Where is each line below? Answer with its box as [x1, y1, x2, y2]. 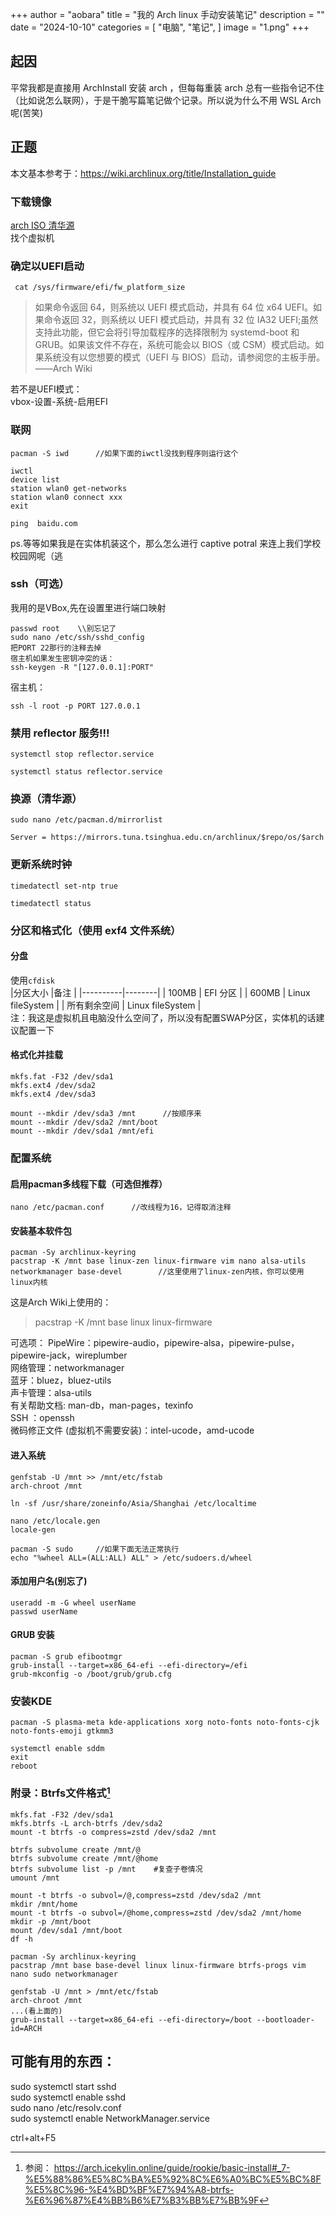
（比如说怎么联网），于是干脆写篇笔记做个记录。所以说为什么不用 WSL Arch [10, 94, 322, 106]
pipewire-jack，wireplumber [10, 1349, 128, 1362]
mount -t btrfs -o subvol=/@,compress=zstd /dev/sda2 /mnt [10, 1891, 262, 1901]
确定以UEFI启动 [10, 259, 85, 273]
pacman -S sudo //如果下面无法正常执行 [10, 1544, 180, 1554]
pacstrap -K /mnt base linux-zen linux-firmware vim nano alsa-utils [10, 1256, 307, 1267]
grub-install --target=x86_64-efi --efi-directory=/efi [10, 1660, 248, 1670]
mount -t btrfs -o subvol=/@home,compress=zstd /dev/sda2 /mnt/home [10, 1908, 302, 1918]
